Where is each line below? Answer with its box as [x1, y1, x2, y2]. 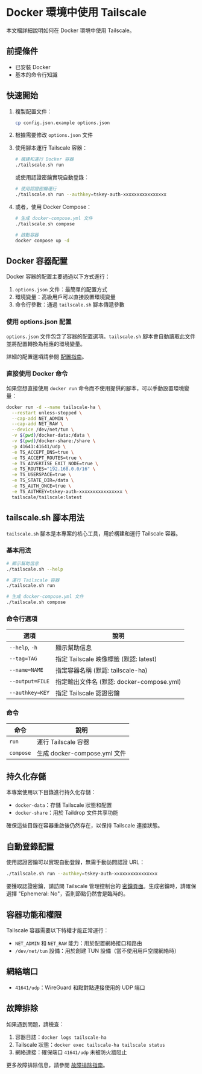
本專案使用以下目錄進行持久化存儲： [6, 789, 96, 796]
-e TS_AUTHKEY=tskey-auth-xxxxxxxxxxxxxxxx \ [11, 488, 128, 494]
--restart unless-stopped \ [11, 409, 83, 416]
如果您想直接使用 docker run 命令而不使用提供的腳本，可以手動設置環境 [6, 384, 185, 391]
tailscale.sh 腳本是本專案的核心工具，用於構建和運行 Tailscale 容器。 [6, 529, 181, 537]
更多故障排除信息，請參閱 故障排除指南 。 [6, 1061, 109, 1069]
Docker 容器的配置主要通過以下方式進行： [6, 273, 110, 280]
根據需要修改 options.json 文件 [14, 131, 93, 139]
